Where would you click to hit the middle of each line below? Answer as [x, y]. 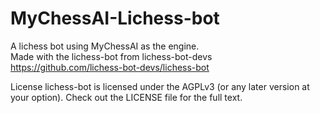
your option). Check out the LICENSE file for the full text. [126, 97]
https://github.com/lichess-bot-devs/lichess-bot [110, 67]
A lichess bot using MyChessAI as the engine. [105, 46]
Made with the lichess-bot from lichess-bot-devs [111, 56]
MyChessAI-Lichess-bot [115, 18]
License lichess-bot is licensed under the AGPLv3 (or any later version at [160, 86]
